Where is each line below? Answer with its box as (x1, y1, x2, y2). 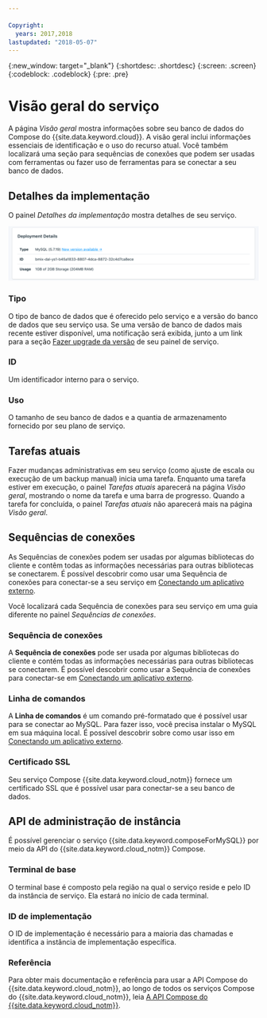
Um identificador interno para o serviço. (8, 375, 139, 384)
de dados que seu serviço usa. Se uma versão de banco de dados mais (8, 320, 242, 329)
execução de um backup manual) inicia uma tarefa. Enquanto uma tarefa (8, 474, 246, 483)
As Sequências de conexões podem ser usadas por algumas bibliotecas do (8, 552, 254, 561)
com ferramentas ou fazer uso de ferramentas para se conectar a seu (8, 158, 237, 167)
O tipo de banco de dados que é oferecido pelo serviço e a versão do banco (8, 311, 258, 320)
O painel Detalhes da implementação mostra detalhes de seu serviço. (8, 210, 237, 219)
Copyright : (8, 21, 44, 29)
